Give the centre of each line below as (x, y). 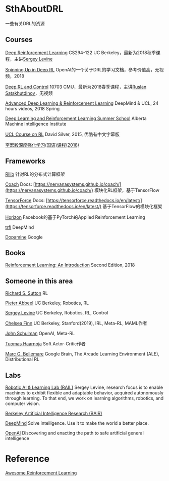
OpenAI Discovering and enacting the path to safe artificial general (74, 433)
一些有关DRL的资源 (25, 23)
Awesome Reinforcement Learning (41, 473)
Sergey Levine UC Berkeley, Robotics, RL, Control (57, 313)
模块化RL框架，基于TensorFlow (127, 190)
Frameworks (25, 161)
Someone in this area (39, 281)
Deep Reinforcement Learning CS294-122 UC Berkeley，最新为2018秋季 (81, 52)
